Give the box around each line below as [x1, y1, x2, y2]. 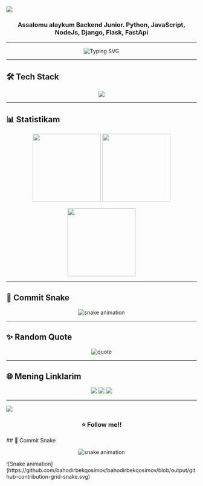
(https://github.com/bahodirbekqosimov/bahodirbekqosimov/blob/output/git [6, 466, 196, 474]
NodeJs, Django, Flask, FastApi [54, 28, 149, 36]
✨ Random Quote [6, 332, 72, 343]
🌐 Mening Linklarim [6, 371, 82, 381]
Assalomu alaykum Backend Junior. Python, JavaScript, [17, 21, 186, 29]
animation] [26, 460, 53, 467]
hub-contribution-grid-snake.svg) [6, 473, 91, 480]
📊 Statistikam [6, 114, 60, 125]
